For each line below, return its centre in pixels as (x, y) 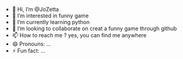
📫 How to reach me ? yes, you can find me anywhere (79, 35)
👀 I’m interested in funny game (50, 16)
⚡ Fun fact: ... (29, 51)
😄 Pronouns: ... (32, 44)
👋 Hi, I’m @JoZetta (35, 9)
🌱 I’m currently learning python (51, 22)
